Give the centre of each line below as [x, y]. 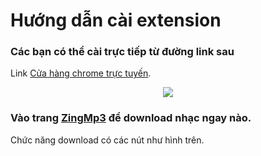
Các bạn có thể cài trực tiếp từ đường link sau [122, 52]
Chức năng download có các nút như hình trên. [107, 140]
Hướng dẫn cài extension [116, 20]
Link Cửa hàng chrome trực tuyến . [81, 73]
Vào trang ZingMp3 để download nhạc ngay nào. [131, 118]
